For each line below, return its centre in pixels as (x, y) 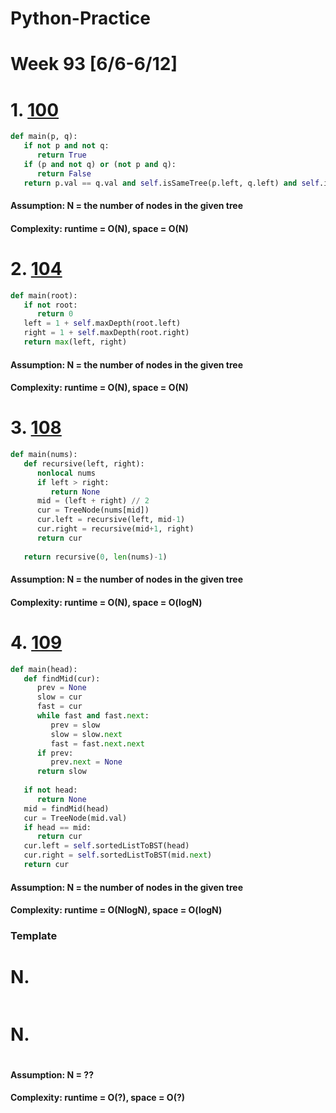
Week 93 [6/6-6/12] (94, 64)
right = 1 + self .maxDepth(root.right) (106, 333)
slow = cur (59, 697)
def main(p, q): (44, 137)
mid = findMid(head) (66, 808)
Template (34, 936)
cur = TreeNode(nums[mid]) (93, 510)
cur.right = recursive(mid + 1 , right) (115, 529)
